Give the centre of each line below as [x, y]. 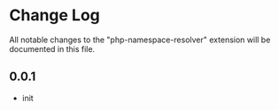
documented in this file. [52, 48]
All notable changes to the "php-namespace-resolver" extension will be [140, 40]
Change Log [54, 15]
